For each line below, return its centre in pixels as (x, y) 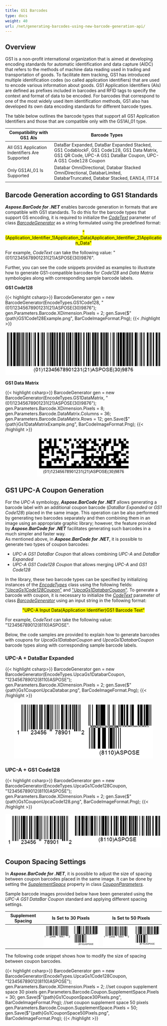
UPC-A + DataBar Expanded (40, 658)
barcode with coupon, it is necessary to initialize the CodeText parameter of (83, 595)
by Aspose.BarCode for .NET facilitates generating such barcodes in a (78, 528)
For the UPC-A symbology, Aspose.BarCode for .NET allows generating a (81, 502)
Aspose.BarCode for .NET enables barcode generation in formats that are (81, 207)
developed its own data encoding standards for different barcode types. (79, 106)
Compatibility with (29, 132)
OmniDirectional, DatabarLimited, (88, 173)
